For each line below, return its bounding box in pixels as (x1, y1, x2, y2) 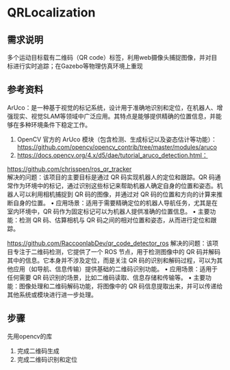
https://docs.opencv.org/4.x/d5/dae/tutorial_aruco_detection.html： (16, 151, 208, 159)
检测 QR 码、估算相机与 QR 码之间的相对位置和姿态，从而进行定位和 (18, 216, 211, 224)
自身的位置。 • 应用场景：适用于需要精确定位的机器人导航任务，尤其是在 (12, 198, 218, 207)
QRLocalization (7, 5, 96, 21)
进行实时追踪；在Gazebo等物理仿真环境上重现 (12, 62, 143, 70)
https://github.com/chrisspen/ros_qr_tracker (7, 165, 132, 173)
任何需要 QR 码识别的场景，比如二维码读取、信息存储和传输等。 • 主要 (7, 273, 206, 281)
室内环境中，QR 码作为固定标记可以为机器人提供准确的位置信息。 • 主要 (7, 207, 210, 216)
